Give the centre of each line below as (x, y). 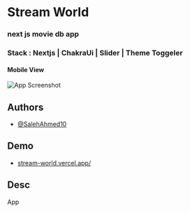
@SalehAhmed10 (42, 124)
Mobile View (25, 69)
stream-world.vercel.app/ (54, 163)
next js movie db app (43, 34)
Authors (25, 107)
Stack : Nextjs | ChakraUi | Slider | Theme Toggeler (95, 53)
